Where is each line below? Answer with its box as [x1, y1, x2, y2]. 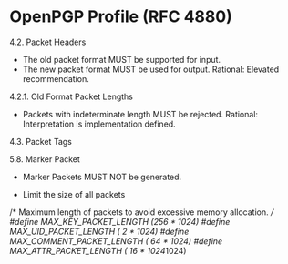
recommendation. [22, 73, 89, 84]
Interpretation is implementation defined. [22, 118, 176, 129]
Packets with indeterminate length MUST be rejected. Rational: [22, 108, 258, 119]
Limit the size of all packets [22, 188, 126, 199]
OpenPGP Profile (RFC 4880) [9, 6, 232, 27]
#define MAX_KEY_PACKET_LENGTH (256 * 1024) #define [9, 216, 231, 227]
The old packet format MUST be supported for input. [22, 54, 221, 65]
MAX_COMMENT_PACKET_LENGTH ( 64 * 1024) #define [9, 235, 223, 247]
